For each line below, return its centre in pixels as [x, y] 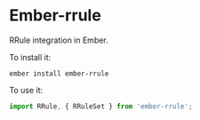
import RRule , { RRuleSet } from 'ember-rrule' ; [101, 106]
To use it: [26, 90]
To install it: [30, 57]
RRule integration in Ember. [59, 40]
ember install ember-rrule [59, 73]
